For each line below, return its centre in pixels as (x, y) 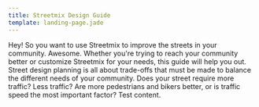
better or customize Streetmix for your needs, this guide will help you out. (127, 61)
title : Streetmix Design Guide (59, 15)
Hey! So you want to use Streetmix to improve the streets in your (113, 45)
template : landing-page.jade (56, 23)
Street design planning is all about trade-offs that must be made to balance (130, 70)
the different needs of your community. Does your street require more (121, 78)
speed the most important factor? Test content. (85, 95)
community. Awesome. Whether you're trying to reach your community (123, 53)
